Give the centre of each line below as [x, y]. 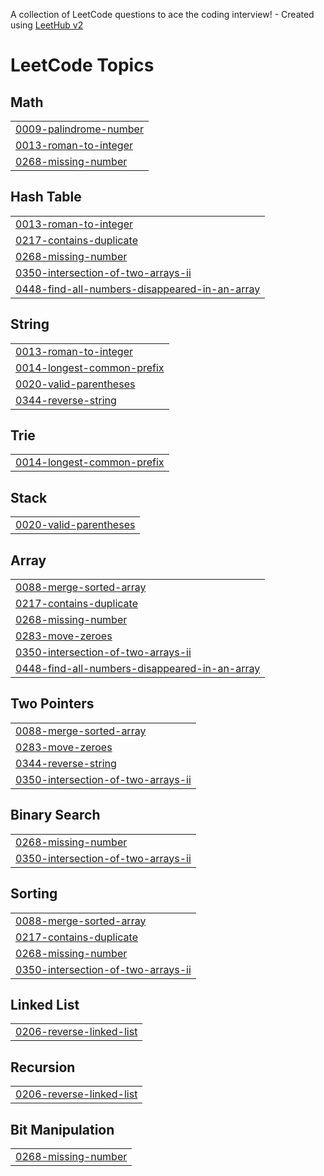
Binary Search [55, 815]
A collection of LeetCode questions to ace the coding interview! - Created [162, 14]
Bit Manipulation [62, 1129]
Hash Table [46, 197]
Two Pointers [52, 704]
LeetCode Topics [82, 65]
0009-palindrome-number [79, 129]
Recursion [43, 1067]
